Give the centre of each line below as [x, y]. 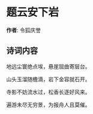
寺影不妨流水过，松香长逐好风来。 [48, 92]
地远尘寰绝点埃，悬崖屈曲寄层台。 [48, 66]
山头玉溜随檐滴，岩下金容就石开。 [48, 79]
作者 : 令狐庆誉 [23, 30]
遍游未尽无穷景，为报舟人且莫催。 [48, 104]
